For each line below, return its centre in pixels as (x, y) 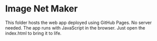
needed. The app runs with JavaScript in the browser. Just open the (75, 27)
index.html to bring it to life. (33, 33)
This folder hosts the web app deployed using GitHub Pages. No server (78, 22)
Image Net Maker (41, 9)
